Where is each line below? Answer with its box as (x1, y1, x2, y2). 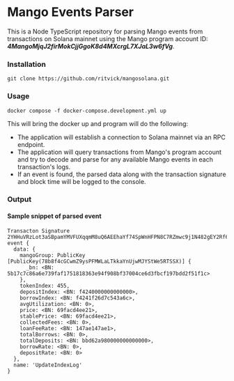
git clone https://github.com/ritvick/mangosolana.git (7, 75, 170, 82)
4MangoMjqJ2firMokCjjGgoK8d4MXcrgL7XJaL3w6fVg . (7, 42, 175, 50)
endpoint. (17, 140, 45, 148)
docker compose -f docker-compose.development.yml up (7, 107, 167, 114)
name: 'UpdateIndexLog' (13, 361, 82, 368)
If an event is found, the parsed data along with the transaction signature (17, 170, 226, 178)
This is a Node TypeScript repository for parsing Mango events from (7, 27, 203, 36)
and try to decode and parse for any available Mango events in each (17, 155, 214, 164)
